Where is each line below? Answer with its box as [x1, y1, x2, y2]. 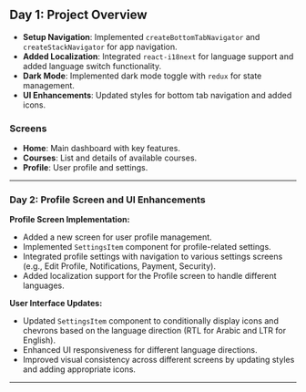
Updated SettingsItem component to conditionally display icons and [22, 315, 280, 326]
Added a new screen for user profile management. [22, 232, 212, 242]
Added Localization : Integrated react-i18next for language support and [22, 50, 294, 62]
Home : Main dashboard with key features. [22, 143, 180, 154]
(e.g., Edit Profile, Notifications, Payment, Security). [22, 261, 217, 272]
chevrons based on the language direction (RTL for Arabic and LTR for [22, 325, 287, 336]
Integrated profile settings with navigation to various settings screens [22, 251, 283, 263]
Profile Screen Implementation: [9, 214, 130, 225]
